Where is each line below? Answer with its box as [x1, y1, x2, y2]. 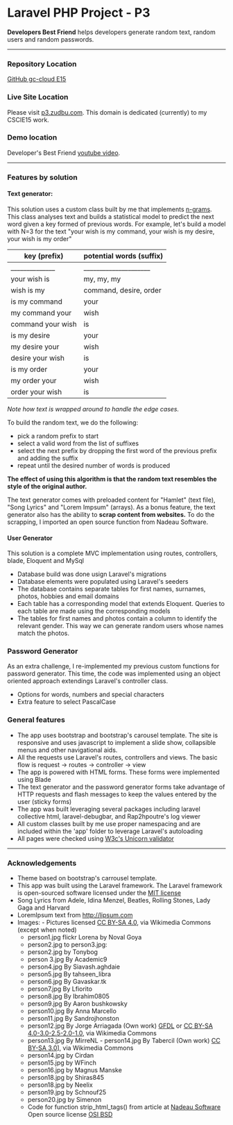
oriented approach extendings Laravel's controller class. [7, 677, 169, 685]
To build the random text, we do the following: [7, 418, 139, 427]
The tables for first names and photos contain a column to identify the [17, 614, 217, 623]
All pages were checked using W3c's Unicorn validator [17, 834, 175, 842]
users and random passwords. [7, 35, 94, 43]
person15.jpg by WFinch [27, 1058, 97, 1067]
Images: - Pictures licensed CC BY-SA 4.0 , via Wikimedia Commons [17, 919, 212, 927]
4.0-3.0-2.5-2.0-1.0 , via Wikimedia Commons [27, 1029, 157, 1037]
